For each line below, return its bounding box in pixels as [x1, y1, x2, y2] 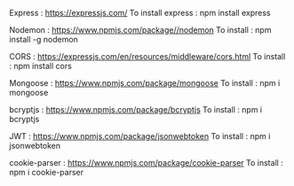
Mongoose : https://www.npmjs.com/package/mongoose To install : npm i [9, 78, 281, 88]
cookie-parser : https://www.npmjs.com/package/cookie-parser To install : [9, 158, 284, 167]
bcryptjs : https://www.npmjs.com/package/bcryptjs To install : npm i [9, 105, 263, 114]
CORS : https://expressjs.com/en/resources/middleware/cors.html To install [9, 51, 286, 61]
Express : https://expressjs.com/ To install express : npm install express [9, 8, 271, 18]
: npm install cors [9, 61, 73, 71]
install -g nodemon [9, 35, 78, 44]
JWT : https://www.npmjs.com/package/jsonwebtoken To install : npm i [9, 131, 271, 141]
